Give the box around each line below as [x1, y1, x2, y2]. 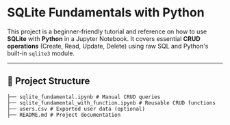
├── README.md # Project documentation [7, 111, 121, 118]
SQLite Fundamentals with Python [7, 5, 205, 20]
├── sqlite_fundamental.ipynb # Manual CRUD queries [7, 94, 161, 100]
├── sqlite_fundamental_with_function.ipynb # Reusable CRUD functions [7, 99, 216, 107]
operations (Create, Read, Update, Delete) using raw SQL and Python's [7, 42, 209, 50]
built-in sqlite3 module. [7, 49, 75, 57]
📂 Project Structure [7, 75, 90, 87]
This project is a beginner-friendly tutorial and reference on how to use [7, 27, 207, 36]
